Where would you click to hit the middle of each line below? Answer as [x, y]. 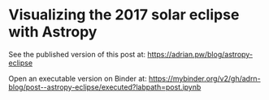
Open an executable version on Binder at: [78, 78]
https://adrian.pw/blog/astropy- [200, 54]
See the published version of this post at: [77, 54]
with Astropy [53, 32]
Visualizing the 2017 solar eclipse [124, 15]
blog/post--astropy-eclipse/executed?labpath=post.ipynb [105, 87]
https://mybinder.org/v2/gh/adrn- [205, 78]
